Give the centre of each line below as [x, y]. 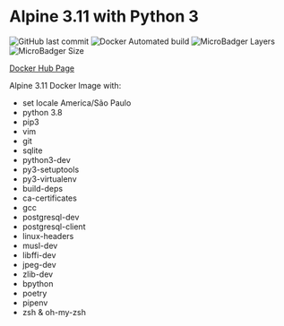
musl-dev [40, 245]
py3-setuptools [51, 169]
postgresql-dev [51, 217]
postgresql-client [54, 227]
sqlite [32, 150]
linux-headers [48, 236]
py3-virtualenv [50, 179]
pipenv [35, 303]
